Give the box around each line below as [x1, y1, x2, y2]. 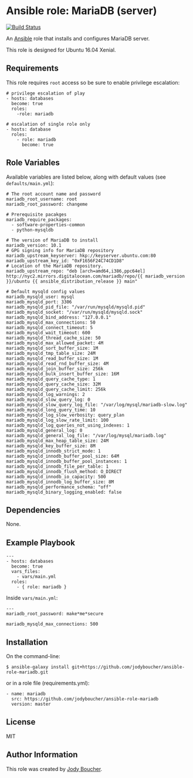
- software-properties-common [11, 222, 85, 227]
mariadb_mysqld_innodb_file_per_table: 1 [6, 463, 109, 470]
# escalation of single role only [6, 121, 91, 127]
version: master [11, 701, 51, 707]
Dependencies [6, 505, 60, 515]
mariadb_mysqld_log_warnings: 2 [6, 391, 85, 397]
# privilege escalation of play [6, 90, 85, 96]
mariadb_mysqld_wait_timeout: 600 [6, 330, 91, 336]
